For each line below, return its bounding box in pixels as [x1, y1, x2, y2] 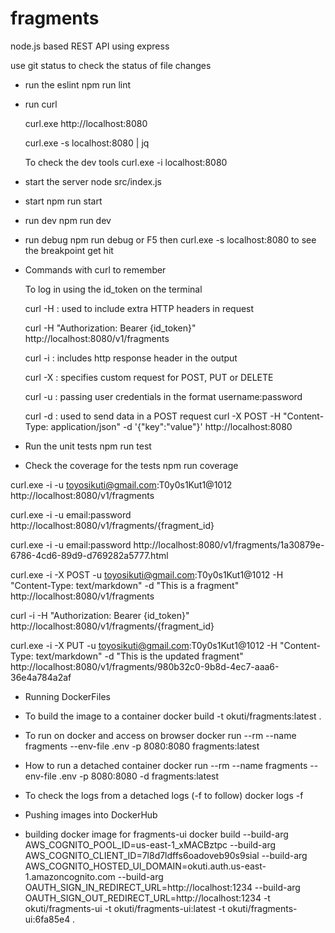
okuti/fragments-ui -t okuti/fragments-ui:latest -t [24, 902, 226, 914]
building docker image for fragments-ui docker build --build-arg [24, 828, 289, 840]
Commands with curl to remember [24, 263, 167, 276]
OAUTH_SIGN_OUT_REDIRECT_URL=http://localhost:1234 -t [24, 892, 271, 904]
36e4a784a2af [10, 671, 72, 683]
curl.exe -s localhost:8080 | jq [24, 137, 150, 149]
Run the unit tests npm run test [24, 440, 152, 452]
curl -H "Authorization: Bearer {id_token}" [24, 322, 197, 334]
